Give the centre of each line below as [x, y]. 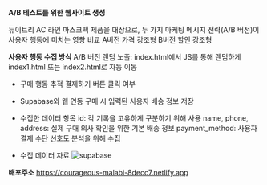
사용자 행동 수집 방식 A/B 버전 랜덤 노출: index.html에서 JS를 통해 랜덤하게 [125, 57]
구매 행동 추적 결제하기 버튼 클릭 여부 [78, 84]
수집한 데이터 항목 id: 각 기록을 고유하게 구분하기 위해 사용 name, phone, [134, 118]
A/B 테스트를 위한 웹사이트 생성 [57, 12]
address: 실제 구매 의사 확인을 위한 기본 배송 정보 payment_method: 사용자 [139, 128]
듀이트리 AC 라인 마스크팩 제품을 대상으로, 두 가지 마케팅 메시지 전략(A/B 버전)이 [134, 30]
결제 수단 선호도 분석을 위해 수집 [70, 138]
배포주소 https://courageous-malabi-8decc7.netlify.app [98, 173]
